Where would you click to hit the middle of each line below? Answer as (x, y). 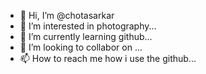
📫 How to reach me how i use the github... (108, 58)
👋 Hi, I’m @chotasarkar (67, 15)
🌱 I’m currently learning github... (86, 36)
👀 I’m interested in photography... (88, 26)
